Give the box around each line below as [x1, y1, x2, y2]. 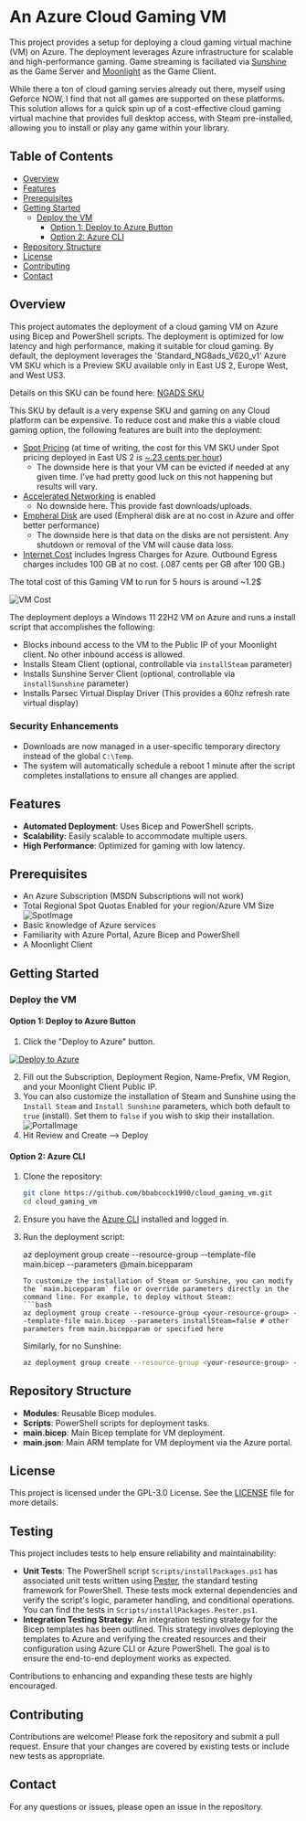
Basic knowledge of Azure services [22, 920, 157, 931]
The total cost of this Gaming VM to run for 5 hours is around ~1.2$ [9, 576, 262, 587]
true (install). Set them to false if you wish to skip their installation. [22, 1110, 275, 1121]
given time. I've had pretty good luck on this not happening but [36, 471, 274, 482]
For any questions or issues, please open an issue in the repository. [9, 1801, 263, 1812]
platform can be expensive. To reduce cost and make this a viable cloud [9, 414, 280, 426]
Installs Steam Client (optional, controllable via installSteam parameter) [22, 658, 292, 669]
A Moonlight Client [22, 939, 93, 950]
